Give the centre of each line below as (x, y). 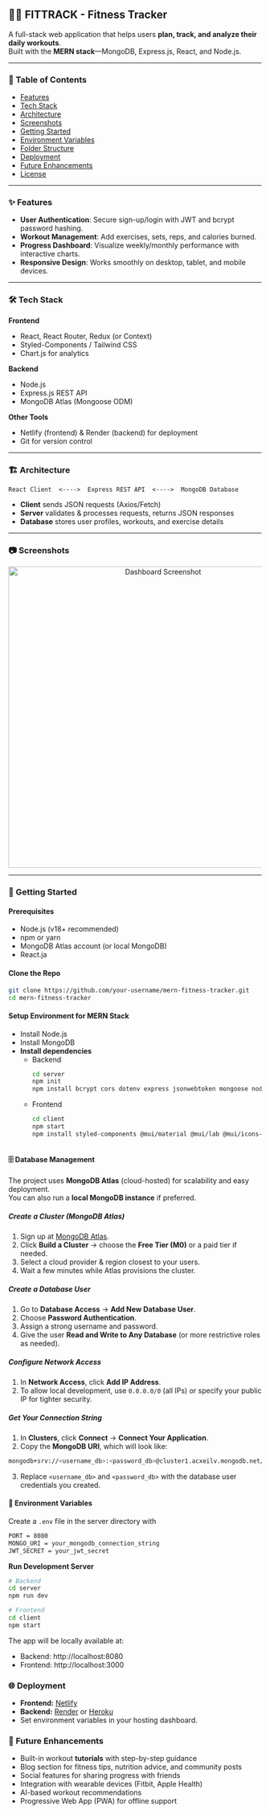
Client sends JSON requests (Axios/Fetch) (90, 504)
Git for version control (56, 441)
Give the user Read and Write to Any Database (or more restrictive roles (140, 1334)
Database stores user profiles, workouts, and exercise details (122, 522)
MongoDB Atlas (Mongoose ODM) (76, 401)
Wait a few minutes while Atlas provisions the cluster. (108, 1270)
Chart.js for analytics (55, 353)
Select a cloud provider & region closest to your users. (110, 1262)
